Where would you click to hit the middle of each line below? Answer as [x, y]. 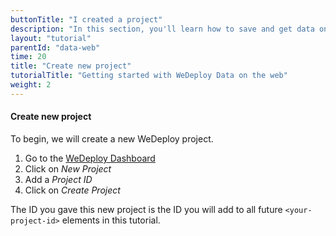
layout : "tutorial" [51, 38]
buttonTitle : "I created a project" [86, 19]
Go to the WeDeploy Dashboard [90, 158]
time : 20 [28, 57]
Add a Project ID [58, 179]
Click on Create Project [72, 190]
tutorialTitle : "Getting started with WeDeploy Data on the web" [149, 76]
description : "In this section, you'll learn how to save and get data [162, 29]
